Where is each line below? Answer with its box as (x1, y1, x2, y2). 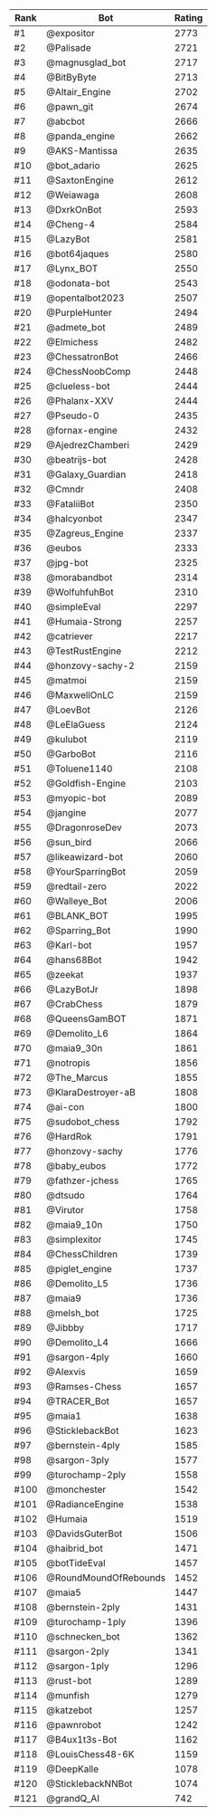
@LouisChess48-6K (46, 1748, 135, 1760)
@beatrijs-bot (46, 454, 107, 465)
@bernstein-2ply (46, 1601, 120, 1613)
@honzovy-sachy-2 (46, 660, 136, 672)
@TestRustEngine (46, 645, 122, 657)
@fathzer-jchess (46, 1174, 119, 1187)
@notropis (46, 1056, 90, 1069)
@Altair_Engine (46, 86, 111, 98)
